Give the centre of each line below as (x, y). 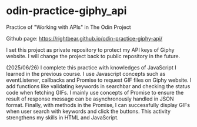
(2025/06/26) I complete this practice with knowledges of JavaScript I (91, 67)
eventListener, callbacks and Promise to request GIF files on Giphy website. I (99, 80)
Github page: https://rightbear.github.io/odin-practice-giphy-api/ (84, 38)
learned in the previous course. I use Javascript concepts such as (86, 73)
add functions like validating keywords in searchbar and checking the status (98, 86)
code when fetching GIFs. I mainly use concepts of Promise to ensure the (95, 92)
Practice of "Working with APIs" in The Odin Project (69, 27)
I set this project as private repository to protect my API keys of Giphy (90, 50)
